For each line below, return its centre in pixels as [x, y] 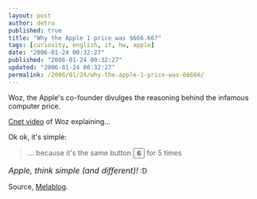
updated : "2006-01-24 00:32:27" [62, 68]
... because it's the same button [79, 153]
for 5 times [164, 153]
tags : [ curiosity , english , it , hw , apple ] [82, 45]
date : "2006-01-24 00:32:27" [56, 53]
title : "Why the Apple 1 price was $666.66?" [85, 38]
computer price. [35, 106]
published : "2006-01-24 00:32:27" [66, 60]
